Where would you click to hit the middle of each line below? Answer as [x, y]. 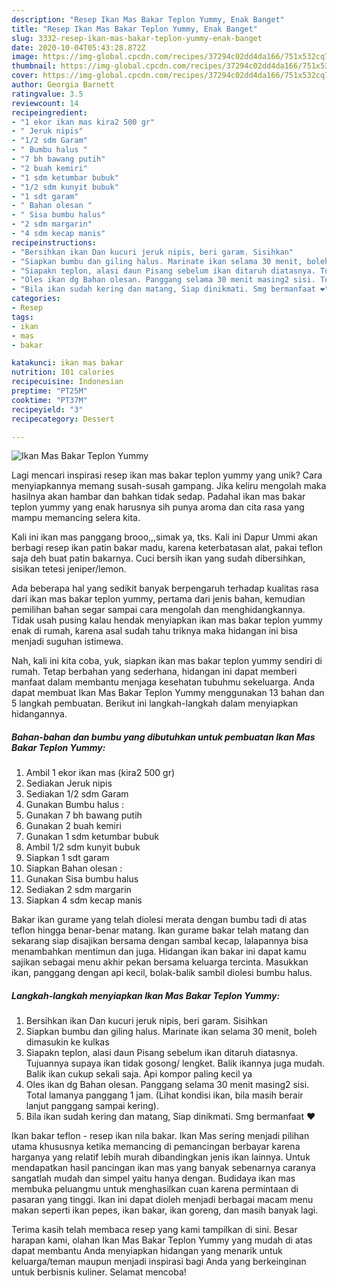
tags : [22, 317]
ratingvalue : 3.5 [47, 94]
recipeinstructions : [54, 242]
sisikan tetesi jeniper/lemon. [69, 569]
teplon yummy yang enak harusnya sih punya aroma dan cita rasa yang [158, 507]
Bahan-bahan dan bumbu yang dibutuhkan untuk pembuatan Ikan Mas [163, 737]
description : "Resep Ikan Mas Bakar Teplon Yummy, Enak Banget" [148, 19]
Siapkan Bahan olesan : [74, 868]
